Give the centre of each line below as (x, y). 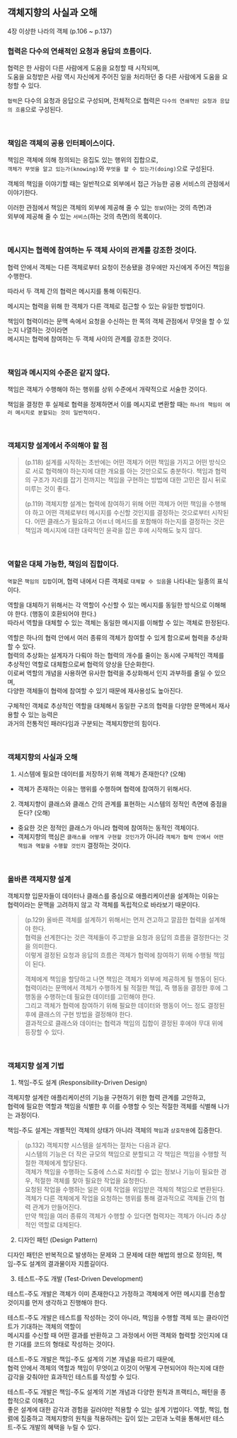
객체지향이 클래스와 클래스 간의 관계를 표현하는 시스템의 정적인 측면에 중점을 (122, 804)
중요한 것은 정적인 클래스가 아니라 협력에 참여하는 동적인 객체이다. (108, 828)
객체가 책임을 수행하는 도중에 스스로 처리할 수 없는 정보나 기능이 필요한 (122, 1172)
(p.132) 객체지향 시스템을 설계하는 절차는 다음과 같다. (98, 1145)
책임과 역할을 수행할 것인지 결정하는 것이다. (74, 845)
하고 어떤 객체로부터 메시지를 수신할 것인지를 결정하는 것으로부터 (121, 513)
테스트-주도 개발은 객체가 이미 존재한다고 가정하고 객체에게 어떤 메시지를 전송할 (116, 1294)
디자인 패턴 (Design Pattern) (57, 1240)
